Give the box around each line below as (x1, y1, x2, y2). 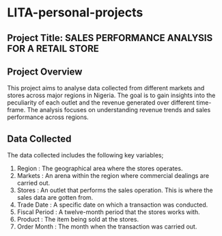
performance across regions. (7, 113, 89, 121)
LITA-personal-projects (7, 5, 143, 21)
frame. (7, 106, 26, 114)
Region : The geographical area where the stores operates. (16, 164, 183, 172)
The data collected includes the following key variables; (7, 151, 164, 159)
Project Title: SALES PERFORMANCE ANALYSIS (7, 32, 213, 44)
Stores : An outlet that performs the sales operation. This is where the (16, 186, 213, 194)
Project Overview (7, 66, 83, 77)
